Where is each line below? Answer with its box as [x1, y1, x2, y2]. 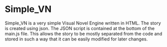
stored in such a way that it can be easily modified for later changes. [5, 36, 148, 42]
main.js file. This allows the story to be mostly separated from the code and [5, 30, 162, 36]
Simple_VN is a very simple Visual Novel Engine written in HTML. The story [5, 20, 161, 26]
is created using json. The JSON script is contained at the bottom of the [5, 25, 155, 31]
